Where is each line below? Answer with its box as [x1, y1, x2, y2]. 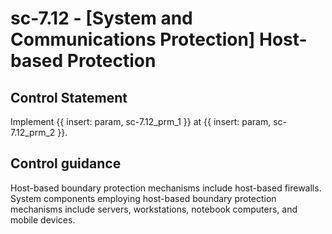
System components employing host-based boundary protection [10, 192, 277, 204]
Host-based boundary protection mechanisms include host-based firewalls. [10, 182, 322, 194]
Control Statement [10, 89, 128, 106]
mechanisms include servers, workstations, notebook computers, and [10, 203, 298, 215]
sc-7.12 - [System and [10, 7, 193, 30]
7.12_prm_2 [10, 127, 56, 138]
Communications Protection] [10, 28, 256, 51]
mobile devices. [10, 213, 76, 226]
